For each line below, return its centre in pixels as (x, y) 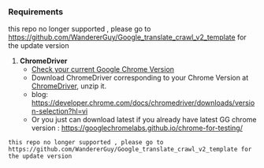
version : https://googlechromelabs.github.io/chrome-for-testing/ (137, 128)
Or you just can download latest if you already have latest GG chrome (144, 120)
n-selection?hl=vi (59, 111)
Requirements (36, 12)
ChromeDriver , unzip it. (69, 86)
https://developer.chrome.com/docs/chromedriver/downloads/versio (143, 103)
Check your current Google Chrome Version (103, 69)
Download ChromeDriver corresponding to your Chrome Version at (140, 78)
